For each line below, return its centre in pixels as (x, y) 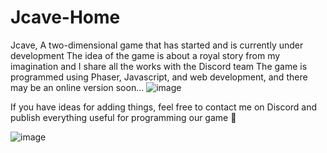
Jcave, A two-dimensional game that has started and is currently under (157, 45)
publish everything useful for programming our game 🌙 (123, 117)
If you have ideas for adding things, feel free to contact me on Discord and (164, 107)
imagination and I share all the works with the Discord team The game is (159, 66)
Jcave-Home (65, 17)
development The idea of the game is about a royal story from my (145, 55)
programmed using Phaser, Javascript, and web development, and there (159, 77)
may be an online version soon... (77, 87)
